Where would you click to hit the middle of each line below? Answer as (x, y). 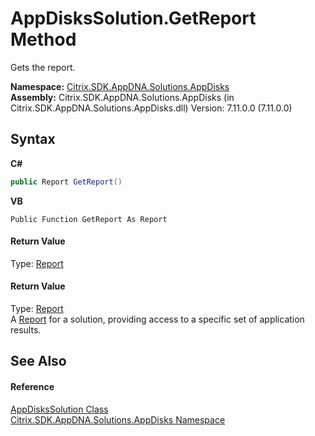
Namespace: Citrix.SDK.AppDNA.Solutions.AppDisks (120, 86)
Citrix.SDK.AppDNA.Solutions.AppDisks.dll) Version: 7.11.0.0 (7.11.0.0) (151, 108)
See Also (38, 361)
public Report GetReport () (66, 182)
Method (43, 39)
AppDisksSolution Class (59, 409)
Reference (32, 387)
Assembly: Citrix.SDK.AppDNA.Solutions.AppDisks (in (122, 97)
